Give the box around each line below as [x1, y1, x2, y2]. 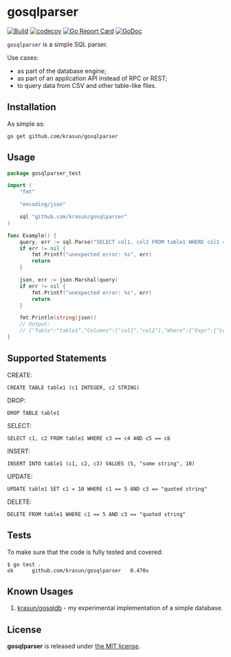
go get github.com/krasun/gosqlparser [7, 133, 118, 140]
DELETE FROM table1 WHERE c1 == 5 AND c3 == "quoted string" [7, 511, 186, 517]
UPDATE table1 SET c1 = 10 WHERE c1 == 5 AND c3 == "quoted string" [7, 485, 208, 492]
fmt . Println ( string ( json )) [19, 314, 97, 322]
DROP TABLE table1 [7, 410, 60, 416]
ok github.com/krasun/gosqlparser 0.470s [7, 567, 149, 574]
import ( [7, 182, 32, 189]
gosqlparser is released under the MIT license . [7, 642, 141, 650]
